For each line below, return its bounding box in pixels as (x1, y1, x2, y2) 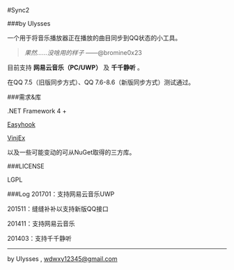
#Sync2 (7, 6, 30, 14)
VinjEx (7, 134, 26, 142)
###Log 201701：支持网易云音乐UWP (7, 190, 115, 198)
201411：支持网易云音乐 (7, 219, 75, 228)
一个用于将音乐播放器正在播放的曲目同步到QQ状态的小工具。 (7, 34, 182, 42)
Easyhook (7, 120, 36, 128)
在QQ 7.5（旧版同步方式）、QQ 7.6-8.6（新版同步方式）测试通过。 (7, 78, 195, 86)
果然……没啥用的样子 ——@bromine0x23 (24, 49, 143, 56)
